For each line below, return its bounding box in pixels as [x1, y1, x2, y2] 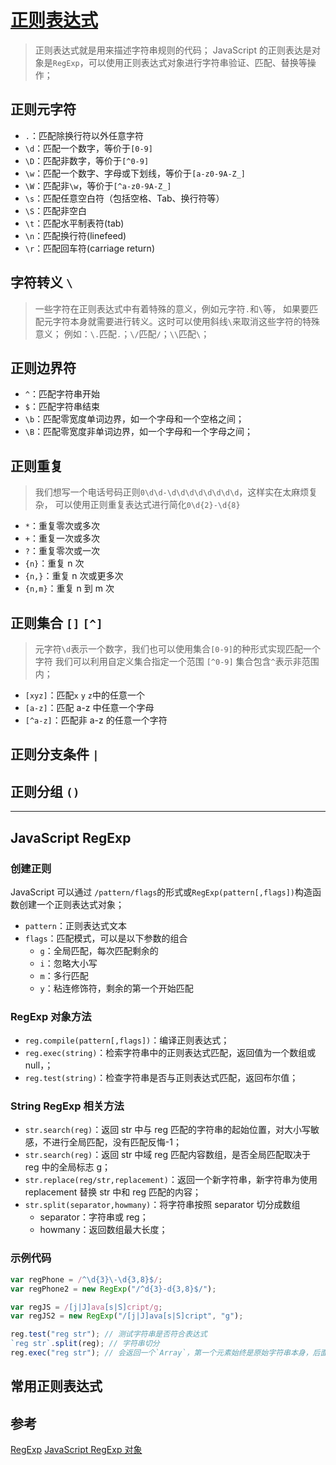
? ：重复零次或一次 [24, 545, 100, 557]
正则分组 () [10, 783, 80, 800]
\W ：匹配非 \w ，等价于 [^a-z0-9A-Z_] [24, 179, 172, 191]
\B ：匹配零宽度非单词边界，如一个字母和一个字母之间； [24, 426, 254, 438]
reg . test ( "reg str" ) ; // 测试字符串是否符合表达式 [10, 1329, 208, 1340]
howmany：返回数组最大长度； [39, 1224, 168, 1236]
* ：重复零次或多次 [24, 520, 100, 532]
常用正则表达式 [10, 1378, 103, 1395]
